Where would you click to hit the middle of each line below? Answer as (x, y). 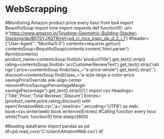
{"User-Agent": (20, 43)
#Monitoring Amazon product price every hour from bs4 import (69, 23)
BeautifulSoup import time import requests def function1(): (64, 28)
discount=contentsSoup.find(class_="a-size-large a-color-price (70, 75)
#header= (139, 38)
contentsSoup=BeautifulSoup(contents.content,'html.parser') (67, 49)
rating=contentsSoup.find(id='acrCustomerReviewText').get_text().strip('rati (82, 64)
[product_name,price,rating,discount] (43, 101)
